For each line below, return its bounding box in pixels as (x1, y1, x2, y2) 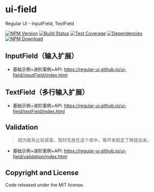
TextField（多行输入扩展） (5, 88, 89, 97)
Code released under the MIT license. (5, 182, 84, 188)
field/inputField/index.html (12, 72, 68, 78)
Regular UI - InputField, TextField (5, 20, 75, 26)
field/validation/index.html (12, 154, 68, 160)
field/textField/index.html (12, 108, 65, 114)
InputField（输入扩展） (5, 52, 78, 61)
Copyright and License (5, 168, 79, 177)
